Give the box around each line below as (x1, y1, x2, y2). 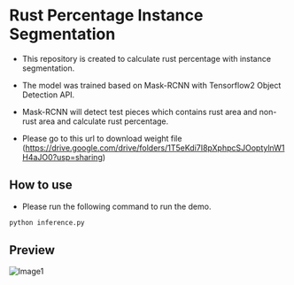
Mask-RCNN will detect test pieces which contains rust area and (21, 106, 258, 117)
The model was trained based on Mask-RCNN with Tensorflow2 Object (21, 80, 282, 90)
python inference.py (9, 218, 86, 227)
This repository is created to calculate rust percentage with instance (21, 53, 272, 64)
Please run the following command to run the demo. (21, 201, 212, 212)
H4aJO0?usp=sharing (21, 151, 104, 162)
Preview (9, 243, 56, 258)
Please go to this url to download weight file (21, 133, 182, 143)
